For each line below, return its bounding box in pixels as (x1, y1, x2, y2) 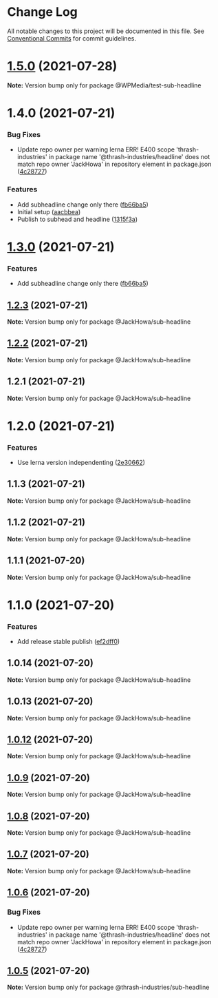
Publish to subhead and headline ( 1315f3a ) (17, 215, 138, 223)
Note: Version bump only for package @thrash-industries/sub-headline (7, 983, 210, 992)
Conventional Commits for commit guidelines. (7, 34, 136, 42)
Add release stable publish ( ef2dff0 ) (17, 637, 120, 645)
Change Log (7, 4, 78, 20)
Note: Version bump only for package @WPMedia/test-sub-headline (7, 81, 201, 90)
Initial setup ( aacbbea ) (17, 207, 81, 216)
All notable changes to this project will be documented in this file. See (7, 27, 205, 35)
